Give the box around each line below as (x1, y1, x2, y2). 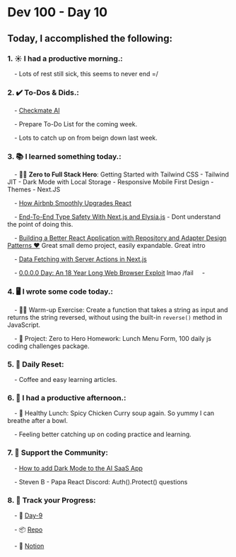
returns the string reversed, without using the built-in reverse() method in (7, 313, 223, 321)
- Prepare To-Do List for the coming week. (13, 120, 138, 128)
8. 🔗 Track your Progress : (7, 495, 97, 505)
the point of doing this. (7, 220, 73, 229)
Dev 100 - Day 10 (7, 4, 108, 20)
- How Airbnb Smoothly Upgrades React (13, 199, 132, 208)
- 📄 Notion (13, 541, 45, 550)
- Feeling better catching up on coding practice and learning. (13, 430, 192, 438)
